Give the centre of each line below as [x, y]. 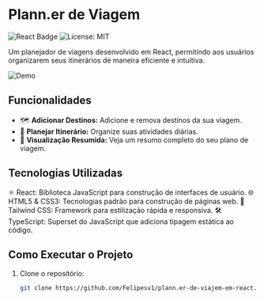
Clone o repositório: [52, 274]
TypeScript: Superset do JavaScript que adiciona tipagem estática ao [121, 221]
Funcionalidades [50, 101]
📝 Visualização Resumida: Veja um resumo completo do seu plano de [134, 139]
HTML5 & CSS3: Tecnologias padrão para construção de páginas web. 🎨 [126, 201]
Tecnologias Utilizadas [66, 173]
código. [21, 230]
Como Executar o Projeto [71, 254]
